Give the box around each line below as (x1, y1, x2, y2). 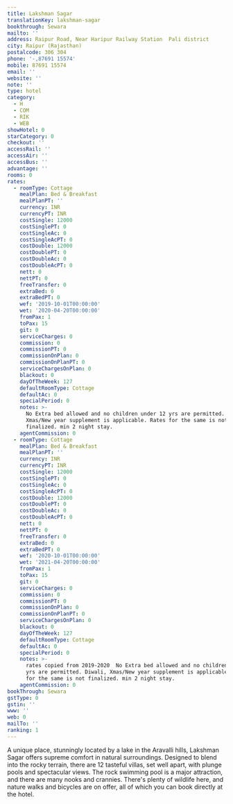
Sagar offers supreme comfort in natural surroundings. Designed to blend (7, 753, 217, 761)
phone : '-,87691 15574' (7, 56, 76, 62)
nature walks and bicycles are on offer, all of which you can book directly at (7, 782, 223, 791)
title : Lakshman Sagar (7, 10, 73, 17)
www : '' (7, 707, 30, 714)
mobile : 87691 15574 (7, 62, 67, 69)
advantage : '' (7, 165, 49, 172)
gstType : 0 (7, 694, 39, 701)
